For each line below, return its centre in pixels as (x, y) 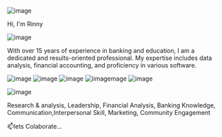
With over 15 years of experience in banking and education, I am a (101, 51)
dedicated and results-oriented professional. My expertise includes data (110, 58)
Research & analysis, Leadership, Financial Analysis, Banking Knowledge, (111, 105)
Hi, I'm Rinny (25, 24)
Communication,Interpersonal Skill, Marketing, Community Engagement (109, 113)
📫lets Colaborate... (35, 126)
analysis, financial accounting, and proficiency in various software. (102, 65)
